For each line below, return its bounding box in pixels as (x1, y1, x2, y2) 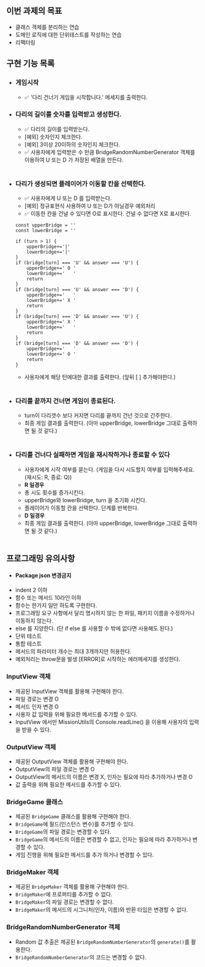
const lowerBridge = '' (15, 228, 76, 234)
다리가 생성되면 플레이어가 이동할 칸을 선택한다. (15, 179, 146, 188)
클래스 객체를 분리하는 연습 (15, 23, 80, 31)
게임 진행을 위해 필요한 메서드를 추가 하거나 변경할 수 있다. (15, 851, 154, 858)
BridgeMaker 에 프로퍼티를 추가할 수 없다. (15, 891, 113, 898)
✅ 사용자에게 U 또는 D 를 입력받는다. (24, 195, 112, 202)
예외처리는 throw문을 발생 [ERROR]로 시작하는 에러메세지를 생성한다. (15, 656, 181, 663)
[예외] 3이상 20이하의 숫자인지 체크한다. (24, 141, 121, 148)
